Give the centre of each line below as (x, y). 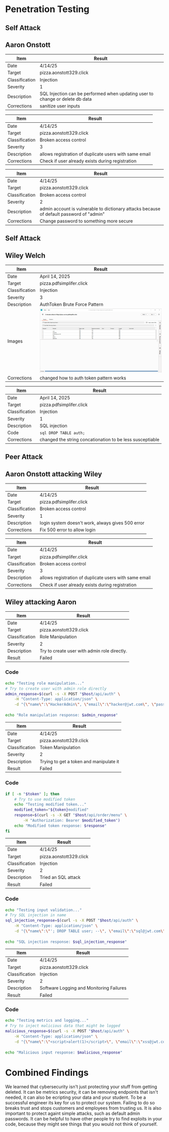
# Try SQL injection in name (36, 915)
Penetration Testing (47, 9)
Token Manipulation (60, 748)
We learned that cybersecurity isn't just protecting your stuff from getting (81, 1086)
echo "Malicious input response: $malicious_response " (64, 1053)
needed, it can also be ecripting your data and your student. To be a (76, 1097)
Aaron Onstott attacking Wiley (54, 474)
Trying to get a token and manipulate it (79, 761)
